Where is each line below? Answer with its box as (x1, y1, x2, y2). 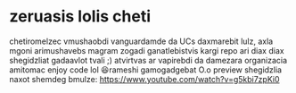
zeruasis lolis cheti (9, 6, 152, 27)
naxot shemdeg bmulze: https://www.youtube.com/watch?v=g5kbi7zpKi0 (9, 73, 280, 84)
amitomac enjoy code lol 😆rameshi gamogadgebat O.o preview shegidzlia (9, 64, 283, 75)
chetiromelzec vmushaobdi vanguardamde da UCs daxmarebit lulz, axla (9, 36, 274, 46)
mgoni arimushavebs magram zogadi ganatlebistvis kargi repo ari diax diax (9, 45, 284, 55)
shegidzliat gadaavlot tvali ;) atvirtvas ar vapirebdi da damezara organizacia (9, 55, 288, 65)
